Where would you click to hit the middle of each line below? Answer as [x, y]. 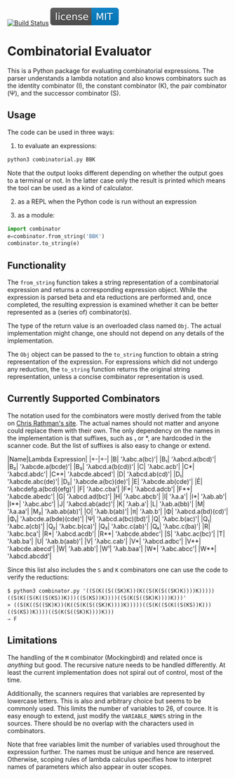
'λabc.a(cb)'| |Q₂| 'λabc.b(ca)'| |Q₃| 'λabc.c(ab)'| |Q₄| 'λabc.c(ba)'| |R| [109, 526]
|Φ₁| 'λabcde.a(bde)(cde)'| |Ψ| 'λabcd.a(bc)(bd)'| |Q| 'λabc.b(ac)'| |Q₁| [109, 519]
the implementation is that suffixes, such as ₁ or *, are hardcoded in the [109, 438]
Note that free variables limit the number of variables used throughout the [114, 744]
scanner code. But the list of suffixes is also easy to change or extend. [109, 445]
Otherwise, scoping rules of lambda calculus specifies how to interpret [109, 759]
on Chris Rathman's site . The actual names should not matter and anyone [113, 423]
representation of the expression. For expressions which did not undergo [113, 362]
